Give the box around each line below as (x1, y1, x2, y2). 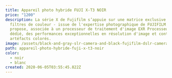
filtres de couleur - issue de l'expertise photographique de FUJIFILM (10, 22, 166, 27)
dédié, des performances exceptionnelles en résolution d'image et (10, 31, 157, 36)
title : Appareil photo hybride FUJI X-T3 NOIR (5, 7, 106, 13)
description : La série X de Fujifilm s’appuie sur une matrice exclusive (5, 17, 166, 22)
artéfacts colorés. (10, 36, 52, 42)
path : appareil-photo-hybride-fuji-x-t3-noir (5, 46, 104, 51)
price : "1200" (5, 12, 36, 17)
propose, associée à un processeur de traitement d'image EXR (10, 27, 145, 32)
